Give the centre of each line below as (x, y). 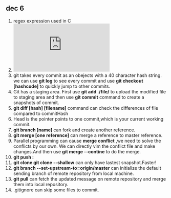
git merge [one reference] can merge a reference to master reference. (88, 135)
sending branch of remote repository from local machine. (73, 173)
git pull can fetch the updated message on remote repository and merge (89, 179)
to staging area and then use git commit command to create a (79, 97)
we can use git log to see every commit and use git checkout (78, 81)
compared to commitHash (41, 113)
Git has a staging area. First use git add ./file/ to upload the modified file (89, 91)
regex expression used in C (42, 21)
